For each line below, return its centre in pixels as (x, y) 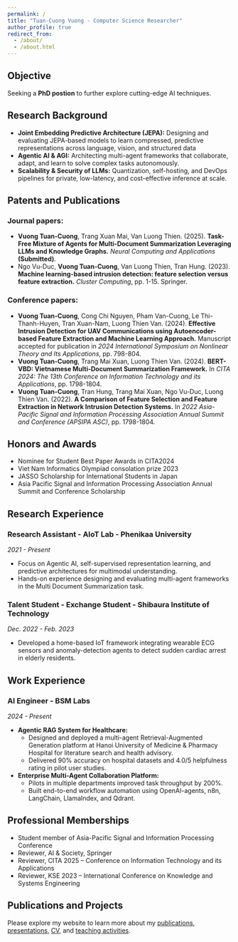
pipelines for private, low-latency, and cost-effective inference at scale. (122, 178)
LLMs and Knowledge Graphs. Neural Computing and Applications (116, 252)
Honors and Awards (52, 444)
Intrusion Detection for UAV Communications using (95, 331)
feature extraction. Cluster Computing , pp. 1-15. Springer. (102, 281)
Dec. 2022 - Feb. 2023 (41, 629)
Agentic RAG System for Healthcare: (72, 730)
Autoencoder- (195, 331)
